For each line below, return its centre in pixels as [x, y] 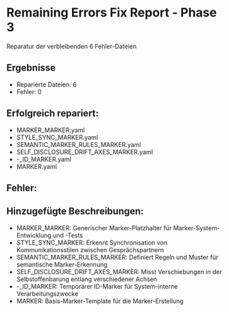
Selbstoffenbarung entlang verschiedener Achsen [87, 279]
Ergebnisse [31, 68]
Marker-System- [196, 227]
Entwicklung [34, 235]
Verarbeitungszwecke [47, 293]
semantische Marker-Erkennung [62, 264]
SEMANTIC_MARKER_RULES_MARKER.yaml [79, 144]
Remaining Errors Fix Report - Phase [112, 13]
